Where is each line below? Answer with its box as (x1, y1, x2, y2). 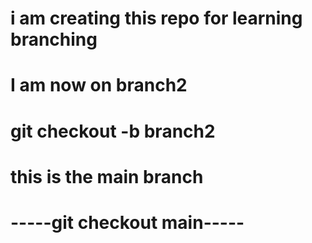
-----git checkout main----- (10, 211, 245, 234)
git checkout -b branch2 (10, 120, 216, 142)
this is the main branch (10, 165, 204, 188)
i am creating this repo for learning (10, 7, 303, 30)
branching (10, 28, 98, 51)
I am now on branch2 (10, 74, 188, 97)
